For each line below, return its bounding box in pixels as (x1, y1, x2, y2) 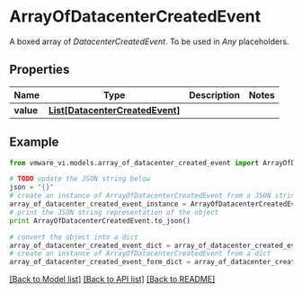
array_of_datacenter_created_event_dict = (9, 241, 171, 250)
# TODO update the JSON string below (9, 174, 151, 183)
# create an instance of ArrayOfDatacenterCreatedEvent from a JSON (9, 191, 271, 200)
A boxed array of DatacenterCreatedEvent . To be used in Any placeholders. (9, 36, 289, 47)
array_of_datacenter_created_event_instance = (9, 200, 187, 209)
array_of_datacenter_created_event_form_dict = (9, 258, 191, 267)
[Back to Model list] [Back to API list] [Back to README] (9, 274, 216, 285)
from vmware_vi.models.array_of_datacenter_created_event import (9, 158, 259, 167)
